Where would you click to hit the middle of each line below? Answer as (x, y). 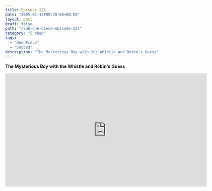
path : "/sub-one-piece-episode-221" (44, 29)
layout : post (19, 19)
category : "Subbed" (26, 33)
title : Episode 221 (26, 10)
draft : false (19, 24)
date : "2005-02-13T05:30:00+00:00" (43, 15)
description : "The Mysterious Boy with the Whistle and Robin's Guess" (82, 52)
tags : (11, 38)
